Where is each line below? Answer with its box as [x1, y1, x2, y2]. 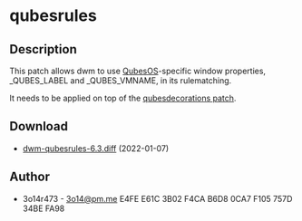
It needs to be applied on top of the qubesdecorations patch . [9, 92, 237, 103]
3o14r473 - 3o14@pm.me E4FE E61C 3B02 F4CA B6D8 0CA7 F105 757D [22, 193, 293, 204]
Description [9, 42, 77, 57]
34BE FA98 [22, 203, 65, 214]
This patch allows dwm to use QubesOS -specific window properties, [9, 65, 266, 76]
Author [9, 169, 50, 185]
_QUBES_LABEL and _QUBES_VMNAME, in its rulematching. [9, 75, 232, 86]
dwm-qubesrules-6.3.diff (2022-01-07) [22, 142, 170, 154]
